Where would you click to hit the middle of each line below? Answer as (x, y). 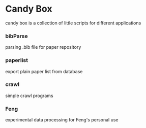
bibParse (17, 36)
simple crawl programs (29, 95)
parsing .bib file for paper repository (43, 47)
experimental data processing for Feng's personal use (62, 120)
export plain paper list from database (44, 71)
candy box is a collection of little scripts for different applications (73, 23)
